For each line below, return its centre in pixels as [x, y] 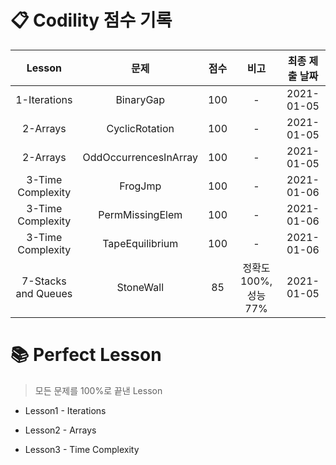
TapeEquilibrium [140, 243]
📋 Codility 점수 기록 [91, 20]
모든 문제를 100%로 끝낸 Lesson [98, 390]
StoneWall [140, 287]
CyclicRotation [140, 128]
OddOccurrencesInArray [140, 157]
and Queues [44, 293]
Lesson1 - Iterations [65, 410]
